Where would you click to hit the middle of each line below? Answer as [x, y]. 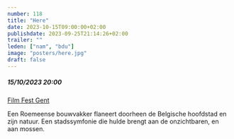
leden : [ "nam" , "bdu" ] [41, 47]
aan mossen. [26, 128]
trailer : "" [25, 40]
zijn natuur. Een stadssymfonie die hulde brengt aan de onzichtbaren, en [113, 121]
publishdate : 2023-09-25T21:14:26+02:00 [68, 34]
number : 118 [25, 14]
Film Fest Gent [28, 100]
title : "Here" [28, 20]
